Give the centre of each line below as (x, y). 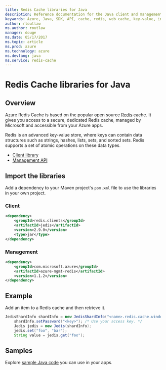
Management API (30, 160)
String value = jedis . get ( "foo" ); (49, 335)
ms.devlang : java (23, 56)
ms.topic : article (24, 42)
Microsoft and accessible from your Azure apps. (54, 125)
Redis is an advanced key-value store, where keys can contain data (74, 135)
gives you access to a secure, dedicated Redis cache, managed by (73, 120)
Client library (25, 155)
